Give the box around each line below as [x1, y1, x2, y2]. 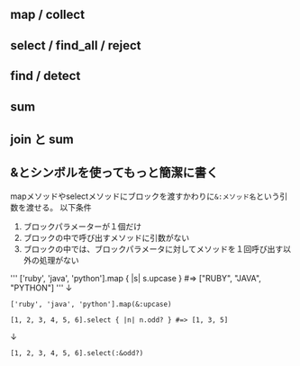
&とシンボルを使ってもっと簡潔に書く [10, 165, 219, 181]
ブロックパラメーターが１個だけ [23, 220, 142, 232]
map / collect [10, 7, 85, 22]
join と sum [10, 131, 75, 147]
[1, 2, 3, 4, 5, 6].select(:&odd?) [10, 348, 144, 358]
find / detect [10, 68, 81, 84]
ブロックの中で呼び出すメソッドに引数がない [23, 232, 190, 243]
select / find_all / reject [10, 38, 141, 53]
